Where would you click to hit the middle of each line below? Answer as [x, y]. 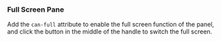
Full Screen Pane [35, 10]
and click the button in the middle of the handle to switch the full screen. [110, 31]
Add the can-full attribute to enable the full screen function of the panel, [111, 25]
